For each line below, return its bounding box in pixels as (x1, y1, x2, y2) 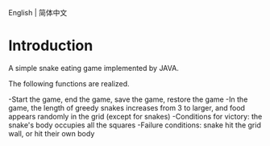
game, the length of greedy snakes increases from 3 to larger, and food (8, 102, 246, 112)
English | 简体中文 (8, 8, 68, 17)
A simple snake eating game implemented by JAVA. (8, 63, 179, 73)
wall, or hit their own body (8, 128, 95, 138)
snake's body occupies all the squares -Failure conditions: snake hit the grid (8, 120, 262, 130)
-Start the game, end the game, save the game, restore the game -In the (8, 94, 248, 104)
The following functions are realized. (8, 78, 131, 88)
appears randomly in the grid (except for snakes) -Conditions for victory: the (8, 111, 263, 121)
